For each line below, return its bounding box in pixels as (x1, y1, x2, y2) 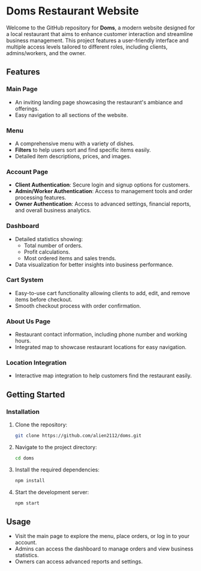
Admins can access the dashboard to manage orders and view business (14, 545, 194, 552)
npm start (14, 500, 40, 506)
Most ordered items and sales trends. (23, 254, 116, 262)
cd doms (14, 455, 34, 461)
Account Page (6, 167, 49, 176)
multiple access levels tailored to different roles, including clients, (6, 43, 168, 50)
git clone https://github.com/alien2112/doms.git (14, 433, 142, 439)
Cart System (6, 276, 44, 284)
